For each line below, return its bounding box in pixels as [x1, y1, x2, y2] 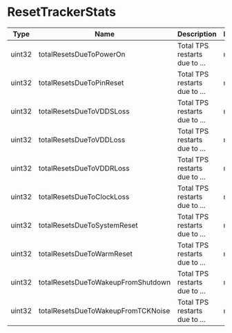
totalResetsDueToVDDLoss [38, 135, 126, 144]
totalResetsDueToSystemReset [38, 220, 138, 230]
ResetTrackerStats [7, 4, 116, 20]
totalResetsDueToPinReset [38, 77, 124, 87]
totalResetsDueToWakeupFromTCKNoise [38, 305, 171, 315]
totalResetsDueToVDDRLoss [38, 163, 130, 173]
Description [177, 29, 217, 39]
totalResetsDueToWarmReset [38, 249, 133, 258]
